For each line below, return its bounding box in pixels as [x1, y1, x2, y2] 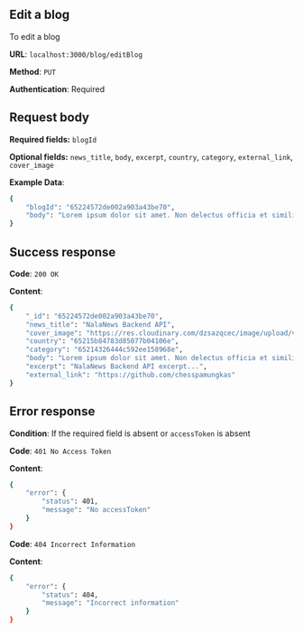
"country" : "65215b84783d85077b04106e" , [25, 337, 179, 346]
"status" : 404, [41, 590, 99, 599]
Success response [9, 244, 116, 260]
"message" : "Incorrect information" [41, 599, 179, 608]
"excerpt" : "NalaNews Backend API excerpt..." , [25, 362, 207, 371]
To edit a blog [9, 31, 60, 42]
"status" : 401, [41, 497, 99, 507]
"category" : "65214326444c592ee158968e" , [25, 345, 183, 355]
